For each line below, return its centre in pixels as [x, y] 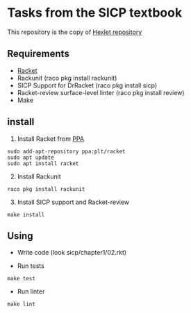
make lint [22, 304]
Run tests [31, 266]
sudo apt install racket [43, 163]
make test [22, 279]
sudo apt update [31, 158]
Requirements [38, 54]
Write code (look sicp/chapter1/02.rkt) [72, 253]
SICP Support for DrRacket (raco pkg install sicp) [87, 85]
